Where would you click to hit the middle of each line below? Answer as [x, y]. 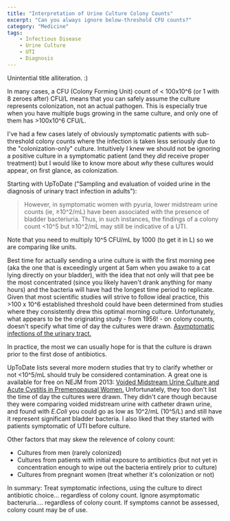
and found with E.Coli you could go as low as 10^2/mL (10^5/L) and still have [115, 411]
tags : [15, 33]
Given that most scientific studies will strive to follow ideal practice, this [108, 297]
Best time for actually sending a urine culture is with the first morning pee [111, 260]
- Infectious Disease [50, 39]
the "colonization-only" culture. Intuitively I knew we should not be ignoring [114, 148]
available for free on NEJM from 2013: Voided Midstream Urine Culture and [113, 382]
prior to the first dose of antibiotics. [57, 354]
